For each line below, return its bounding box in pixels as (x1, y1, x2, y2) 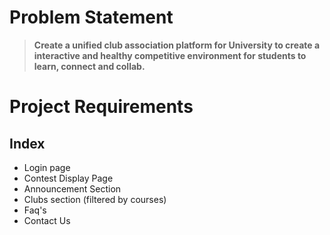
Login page (23, 161, 71, 173)
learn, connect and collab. (33, 60, 146, 72)
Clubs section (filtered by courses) (23, 193, 167, 205)
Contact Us (23, 214, 71, 226)
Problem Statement (9, 6, 174, 29)
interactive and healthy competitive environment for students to (33, 49, 307, 61)
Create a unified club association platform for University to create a (33, 39, 321, 51)
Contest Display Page (23, 172, 114, 184)
